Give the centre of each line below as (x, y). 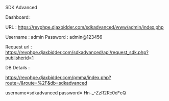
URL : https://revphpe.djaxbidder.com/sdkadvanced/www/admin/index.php (84, 27)
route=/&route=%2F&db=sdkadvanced (46, 83)
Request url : (19, 47)
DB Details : (18, 68)
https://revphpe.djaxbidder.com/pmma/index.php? (58, 78)
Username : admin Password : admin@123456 (54, 37)
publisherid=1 (20, 58)
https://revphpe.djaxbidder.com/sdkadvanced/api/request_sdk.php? (77, 52)
